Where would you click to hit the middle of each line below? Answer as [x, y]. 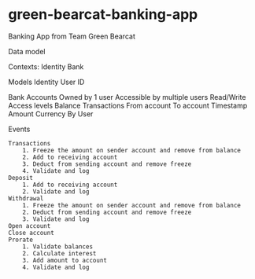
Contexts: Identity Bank [46, 66]
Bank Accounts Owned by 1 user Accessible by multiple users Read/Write [127, 97]
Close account [31, 233]
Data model [27, 51]
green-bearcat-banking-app [103, 15]
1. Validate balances [57, 246]
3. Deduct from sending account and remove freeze [107, 164]
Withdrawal [26, 198]
